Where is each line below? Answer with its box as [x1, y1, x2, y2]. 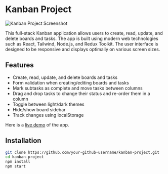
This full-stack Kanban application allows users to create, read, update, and [5, 30, 163, 36]
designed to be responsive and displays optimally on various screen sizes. [5, 46, 160, 52]
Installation [5, 137, 41, 145]
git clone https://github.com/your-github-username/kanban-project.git [5, 150, 159, 155]
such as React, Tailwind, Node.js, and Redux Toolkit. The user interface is [5, 40, 158, 47]
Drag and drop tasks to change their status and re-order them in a [12, 90, 150, 97]
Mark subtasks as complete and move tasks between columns [12, 85, 143, 91]
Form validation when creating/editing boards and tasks [12, 79, 129, 85]
